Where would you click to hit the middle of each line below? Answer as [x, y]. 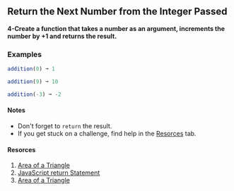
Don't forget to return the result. [65, 125]
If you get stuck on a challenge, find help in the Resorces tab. [107, 133]
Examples [25, 54]
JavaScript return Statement [59, 173]
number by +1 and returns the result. [62, 36]
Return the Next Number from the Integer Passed [117, 12]
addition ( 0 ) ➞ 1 [31, 69]
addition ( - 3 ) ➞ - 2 [34, 94]
